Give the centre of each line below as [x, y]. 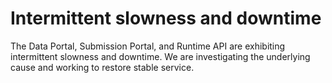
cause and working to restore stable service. [102, 67]
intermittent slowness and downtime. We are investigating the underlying [160, 56]
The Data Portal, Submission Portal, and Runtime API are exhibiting [148, 46]
